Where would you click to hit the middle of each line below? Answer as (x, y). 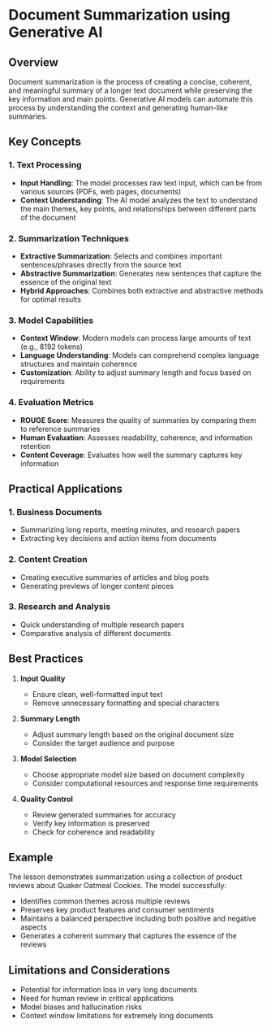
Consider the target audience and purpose (103, 743)
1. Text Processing (45, 165)
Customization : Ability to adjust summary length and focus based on (135, 372)
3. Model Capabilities (51, 320)
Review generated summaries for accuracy (104, 814)
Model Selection (48, 759)
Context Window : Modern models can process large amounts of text (135, 338)
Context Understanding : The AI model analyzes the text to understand (139, 200)
